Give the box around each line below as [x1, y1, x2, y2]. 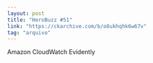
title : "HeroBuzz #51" [7, 16, 73, 23]
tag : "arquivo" [7, 29, 51, 36]
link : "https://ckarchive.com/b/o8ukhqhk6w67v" [7, 23, 147, 29]
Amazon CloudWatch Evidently [7, 48, 96, 56]
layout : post [7, 10, 45, 17]
